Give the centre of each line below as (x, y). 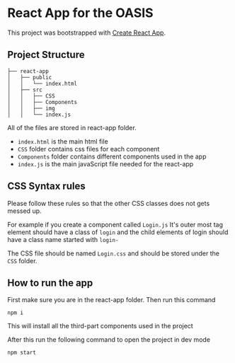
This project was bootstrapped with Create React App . (87, 33)
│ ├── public (30, 77)
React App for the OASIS (80, 13)
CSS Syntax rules (47, 186)
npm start (22, 353)
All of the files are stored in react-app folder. (72, 127)
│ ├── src (25, 90)
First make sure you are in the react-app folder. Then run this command (111, 300)
